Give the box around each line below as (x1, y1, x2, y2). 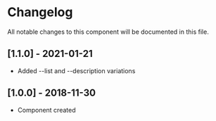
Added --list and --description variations (17, 66, 136, 75)
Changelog (7, 4, 73, 20)
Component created (17, 106, 76, 114)
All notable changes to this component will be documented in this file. (7, 27, 209, 36)
